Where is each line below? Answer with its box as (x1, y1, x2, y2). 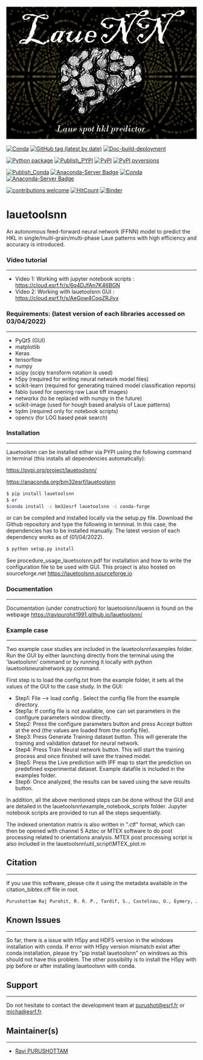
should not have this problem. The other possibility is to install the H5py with (6, 956, 196, 963)
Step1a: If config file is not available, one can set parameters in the (14, 707, 181, 715)
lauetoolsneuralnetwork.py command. (6, 664, 101, 672)
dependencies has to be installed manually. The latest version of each (6, 527, 180, 534)
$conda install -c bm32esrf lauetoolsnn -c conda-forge (6, 503, 150, 509)
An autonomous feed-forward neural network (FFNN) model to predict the (6, 227, 190, 235)
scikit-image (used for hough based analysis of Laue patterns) (14, 401, 170, 408)
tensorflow (14, 356, 42, 363)
